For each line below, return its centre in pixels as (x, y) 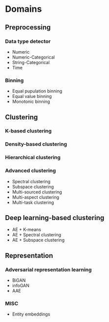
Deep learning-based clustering (55, 218)
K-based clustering (28, 131)
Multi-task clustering (33, 202)
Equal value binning (32, 97)
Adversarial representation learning (48, 269)
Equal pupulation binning (37, 91)
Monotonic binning (31, 101)
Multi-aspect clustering (36, 197)
